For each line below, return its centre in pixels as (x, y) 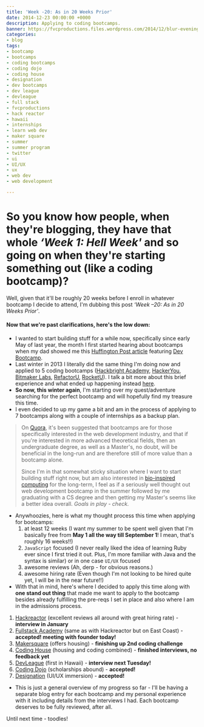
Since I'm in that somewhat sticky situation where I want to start (101, 472)
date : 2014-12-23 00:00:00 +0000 (49, 18)
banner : (16, 29)
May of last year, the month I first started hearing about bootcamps (99, 345)
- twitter (19, 153)
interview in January (42, 624)
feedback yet (32, 657)
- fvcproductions (28, 108)
